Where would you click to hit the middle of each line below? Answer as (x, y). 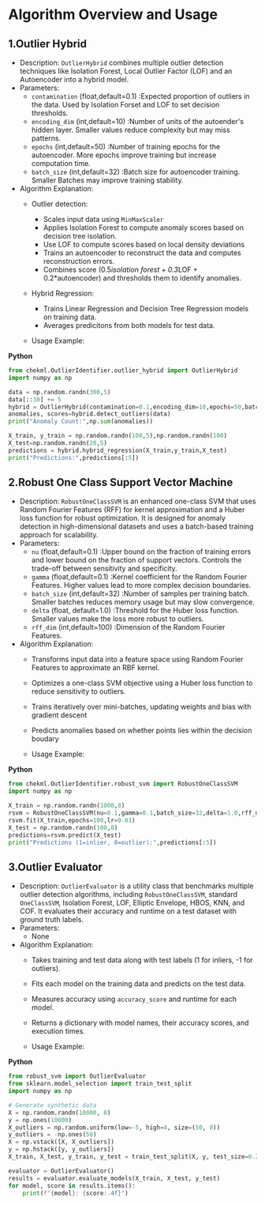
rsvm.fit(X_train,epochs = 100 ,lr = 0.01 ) (72, 820)
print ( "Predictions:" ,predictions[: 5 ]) (74, 458)
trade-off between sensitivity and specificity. (104, 569)
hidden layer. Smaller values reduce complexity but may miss (131, 130)
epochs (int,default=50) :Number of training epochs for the (126, 147)
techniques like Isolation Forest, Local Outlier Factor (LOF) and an (126, 71)
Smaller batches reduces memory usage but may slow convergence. (143, 602)
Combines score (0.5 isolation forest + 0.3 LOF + (121, 269)
